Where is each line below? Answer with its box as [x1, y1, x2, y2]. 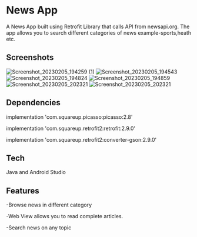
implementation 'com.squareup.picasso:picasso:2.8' [6, 113, 133, 121]
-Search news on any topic [6, 224, 72, 231]
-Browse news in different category [6, 201, 92, 209]
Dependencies [6, 98, 61, 108]
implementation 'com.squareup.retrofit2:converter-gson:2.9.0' [6, 136, 157, 143]
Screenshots [6, 52, 54, 62]
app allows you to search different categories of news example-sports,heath [6, 29, 192, 36]
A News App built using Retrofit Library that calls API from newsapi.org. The [6, 23, 190, 30]
